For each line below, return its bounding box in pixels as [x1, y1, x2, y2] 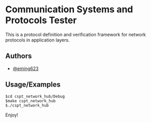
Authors [5, 52, 32, 60]
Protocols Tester [5, 14, 77, 26]
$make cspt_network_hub [5, 98, 56, 104]
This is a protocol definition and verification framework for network [5, 31, 146, 37]
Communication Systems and [5, 4, 134, 15]
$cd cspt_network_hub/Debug [5, 94, 65, 99]
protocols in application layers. [5, 37, 70, 43]
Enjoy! [5, 112, 19, 118]
